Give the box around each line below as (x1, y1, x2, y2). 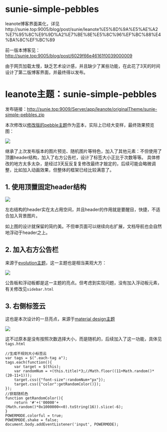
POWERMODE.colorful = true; (5, 413, 64, 419)
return (14, 400, 28, 405)
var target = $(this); (14, 364, 61, 370)
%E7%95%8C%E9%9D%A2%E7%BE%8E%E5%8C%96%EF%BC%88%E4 (5, 31, 162, 37)
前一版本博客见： (5, 47, 40, 53)
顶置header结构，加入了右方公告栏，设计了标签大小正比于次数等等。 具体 (5, 154, 156, 160)
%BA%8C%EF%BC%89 (5, 36, 55, 43)
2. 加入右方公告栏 (5, 245, 59, 254)
